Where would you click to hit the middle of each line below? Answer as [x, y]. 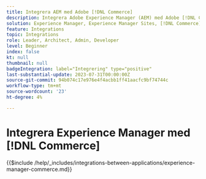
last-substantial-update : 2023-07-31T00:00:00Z [68, 75]
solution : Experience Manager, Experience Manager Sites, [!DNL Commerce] [104, 23]
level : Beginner [27, 46]
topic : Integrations [33, 35]
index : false [23, 52]
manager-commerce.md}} [39, 169]
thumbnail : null [27, 63]
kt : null [17, 57]
